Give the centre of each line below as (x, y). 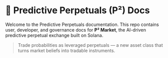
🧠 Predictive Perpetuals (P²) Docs (78, 10)
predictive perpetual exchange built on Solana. (54, 35)
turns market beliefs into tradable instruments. (66, 50)
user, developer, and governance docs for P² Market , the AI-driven (76, 30)
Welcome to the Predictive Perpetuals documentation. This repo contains (82, 24)
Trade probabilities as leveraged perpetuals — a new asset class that (90, 45)
